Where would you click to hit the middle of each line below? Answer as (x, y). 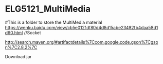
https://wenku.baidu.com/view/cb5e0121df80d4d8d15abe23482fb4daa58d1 (81, 27)
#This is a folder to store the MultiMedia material (54, 22)
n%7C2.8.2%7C (21, 47)
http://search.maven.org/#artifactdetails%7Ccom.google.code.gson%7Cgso (82, 42)
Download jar (18, 56)
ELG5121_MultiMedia (48, 9)
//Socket (33, 32)
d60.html (14, 32)
